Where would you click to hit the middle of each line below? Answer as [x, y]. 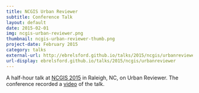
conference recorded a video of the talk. [55, 84]
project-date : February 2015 [42, 45]
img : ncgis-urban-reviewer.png [45, 34]
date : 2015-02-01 [28, 28]
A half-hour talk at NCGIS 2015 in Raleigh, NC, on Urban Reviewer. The [92, 78]
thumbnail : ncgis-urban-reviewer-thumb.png [61, 39]
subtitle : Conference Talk [39, 17]
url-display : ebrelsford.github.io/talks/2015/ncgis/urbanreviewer [91, 61]
